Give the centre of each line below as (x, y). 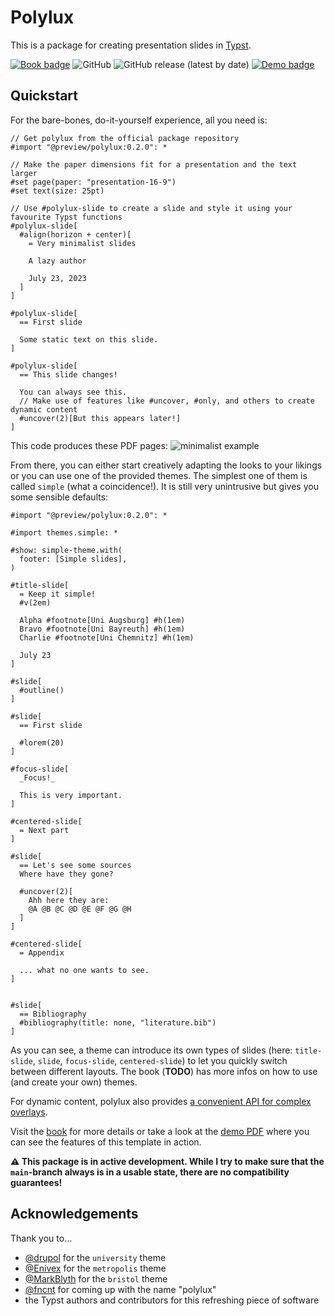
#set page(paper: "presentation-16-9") (93, 182)
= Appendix (42, 952)
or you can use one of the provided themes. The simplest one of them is (159, 475)
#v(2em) (35, 602)
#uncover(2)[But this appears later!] (100, 418)
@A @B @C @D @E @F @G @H (80, 909)
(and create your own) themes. (74, 1082)
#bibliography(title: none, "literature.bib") (118, 1022)
